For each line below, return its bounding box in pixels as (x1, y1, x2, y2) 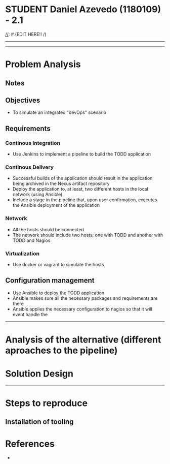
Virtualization (5, 250, 39, 257)
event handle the (12, 311, 48, 317)
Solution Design (5, 368, 73, 380)
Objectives (5, 96, 40, 105)
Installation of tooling (5, 418, 74, 426)
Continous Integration (5, 139, 61, 146)
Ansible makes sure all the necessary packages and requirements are (12, 295, 158, 301)
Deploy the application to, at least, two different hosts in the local (12, 186, 148, 192)
